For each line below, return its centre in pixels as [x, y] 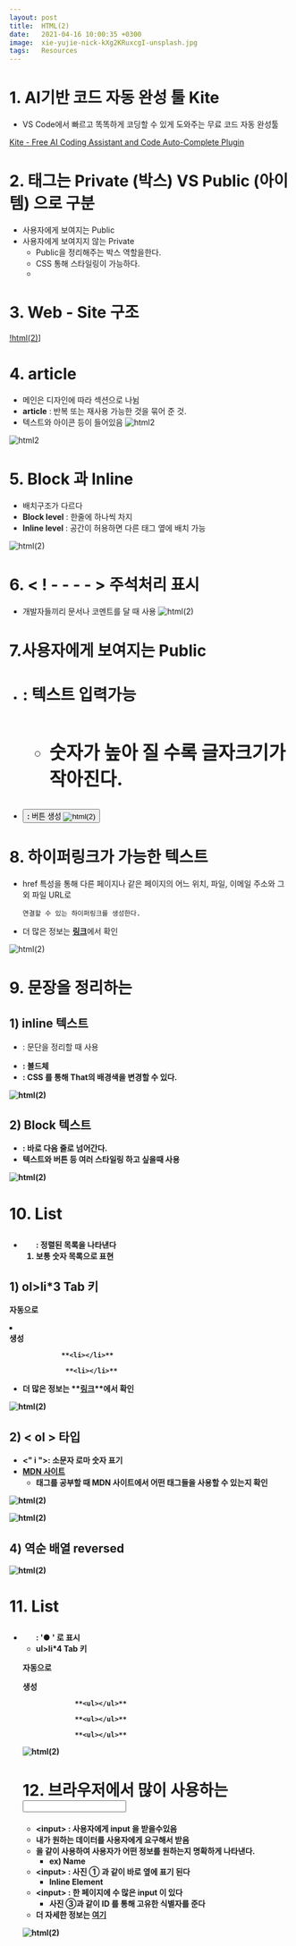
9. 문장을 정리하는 [71, 987]
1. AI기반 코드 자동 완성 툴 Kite [114, 98]
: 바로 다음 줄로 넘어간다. [65, 1148]
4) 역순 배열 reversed [67, 1548]
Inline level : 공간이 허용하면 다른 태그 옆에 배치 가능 [114, 528]
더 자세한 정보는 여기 [71, 1915]
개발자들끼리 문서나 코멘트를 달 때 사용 [89, 611]
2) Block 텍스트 [51, 1125]
